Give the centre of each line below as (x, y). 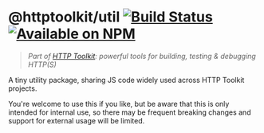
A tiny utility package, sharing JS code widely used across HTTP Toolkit (126, 80)
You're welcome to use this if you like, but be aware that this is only (119, 104)
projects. (23, 88)
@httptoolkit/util (64, 17)
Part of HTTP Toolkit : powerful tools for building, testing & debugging (142, 56)
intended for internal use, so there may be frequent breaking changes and (130, 112)
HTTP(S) (42, 65)
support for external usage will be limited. (77, 120)
